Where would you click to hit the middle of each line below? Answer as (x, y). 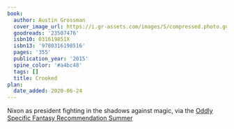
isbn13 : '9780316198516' (49, 46)
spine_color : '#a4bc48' (48, 65)
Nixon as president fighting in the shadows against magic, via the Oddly (110, 111)
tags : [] (26, 71)
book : (15, 14)
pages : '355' (32, 53)
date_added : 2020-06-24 (48, 91)
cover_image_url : (39, 26)
